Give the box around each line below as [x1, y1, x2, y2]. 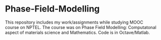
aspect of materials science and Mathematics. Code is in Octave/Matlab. [5, 29, 150, 35]
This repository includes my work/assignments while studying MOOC [5, 19, 144, 25]
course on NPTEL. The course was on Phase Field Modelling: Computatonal [5, 24, 157, 30]
